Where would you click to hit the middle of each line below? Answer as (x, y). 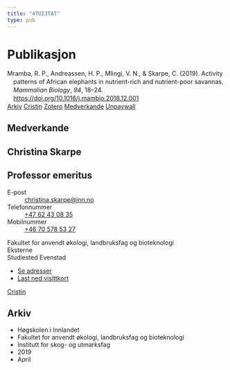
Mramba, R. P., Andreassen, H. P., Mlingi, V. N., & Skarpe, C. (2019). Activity (115, 74)
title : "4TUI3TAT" (34, 14)
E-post (17, 192)
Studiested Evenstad (37, 257)
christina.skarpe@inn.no (59, 199)
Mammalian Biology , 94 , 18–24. (59, 90)
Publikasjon (42, 54)
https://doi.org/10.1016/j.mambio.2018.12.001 (76, 99)
